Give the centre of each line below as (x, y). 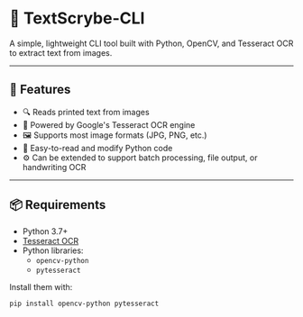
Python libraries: (53, 250)
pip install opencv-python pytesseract (84, 303)
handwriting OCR (54, 167)
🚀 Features (40, 90)
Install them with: (41, 286)
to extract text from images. (61, 52)
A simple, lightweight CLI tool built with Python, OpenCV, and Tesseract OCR (151, 43)
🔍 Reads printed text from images (86, 112)
